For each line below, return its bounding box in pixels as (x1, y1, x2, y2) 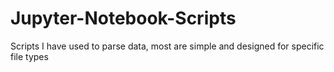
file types (10, 50, 49, 62)
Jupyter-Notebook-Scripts (10, 7, 237, 30)
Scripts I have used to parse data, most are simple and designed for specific (10, 40, 325, 52)
